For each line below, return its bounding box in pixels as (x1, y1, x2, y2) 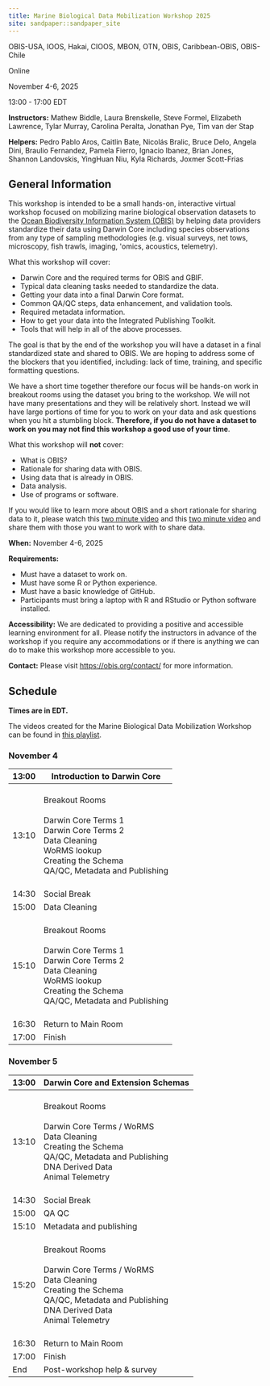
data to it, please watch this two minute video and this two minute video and (8, 514, 261, 524)
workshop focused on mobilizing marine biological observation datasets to (8, 207, 256, 217)
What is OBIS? (19, 455, 68, 465)
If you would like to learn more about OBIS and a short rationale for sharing (8, 505, 257, 515)
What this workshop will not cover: (8, 440, 124, 450)
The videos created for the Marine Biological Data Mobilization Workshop (8, 722, 252, 731)
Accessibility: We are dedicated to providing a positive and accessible (8, 619, 243, 630)
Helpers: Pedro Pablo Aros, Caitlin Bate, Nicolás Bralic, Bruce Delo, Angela (8, 136, 256, 146)
